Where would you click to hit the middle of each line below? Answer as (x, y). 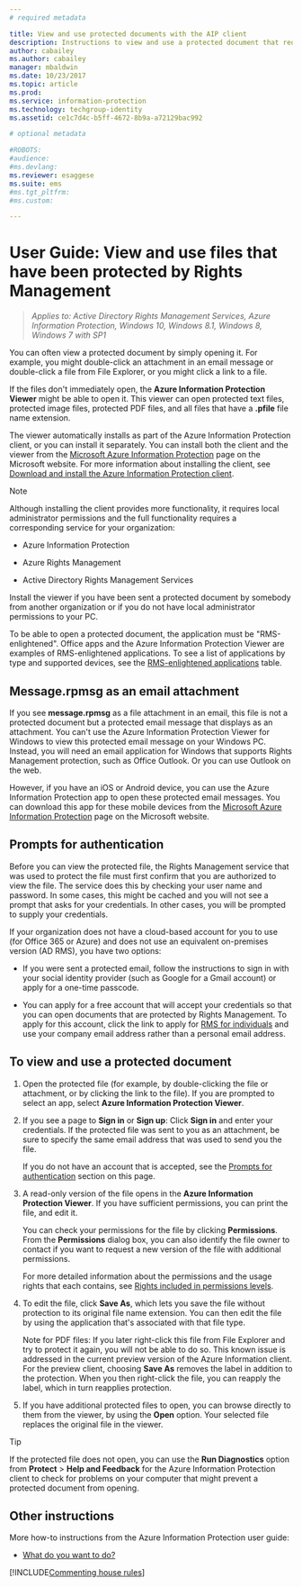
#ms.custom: (31, 200)
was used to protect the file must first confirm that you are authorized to (143, 875)
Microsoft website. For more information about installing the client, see (140, 464)
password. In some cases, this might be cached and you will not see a (139, 895)
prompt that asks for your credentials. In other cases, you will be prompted (147, 904)
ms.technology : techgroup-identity (76, 109)
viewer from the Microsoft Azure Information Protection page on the (135, 455)
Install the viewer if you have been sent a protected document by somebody (150, 598)
